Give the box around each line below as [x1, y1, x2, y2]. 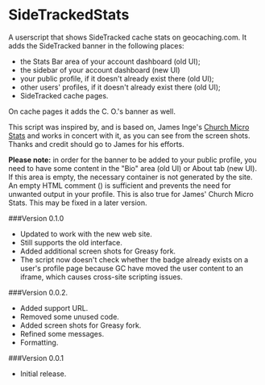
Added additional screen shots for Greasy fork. [19, 246, 176, 256]
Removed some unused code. [19, 312, 119, 321]
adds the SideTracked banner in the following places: [8, 40, 184, 50]
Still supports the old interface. [19, 237, 122, 247]
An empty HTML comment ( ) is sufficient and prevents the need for [8, 180, 231, 190]
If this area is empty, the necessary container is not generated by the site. [8, 172, 253, 182]
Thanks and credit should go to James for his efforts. [8, 139, 185, 149]
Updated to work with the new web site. [19, 228, 153, 239]
